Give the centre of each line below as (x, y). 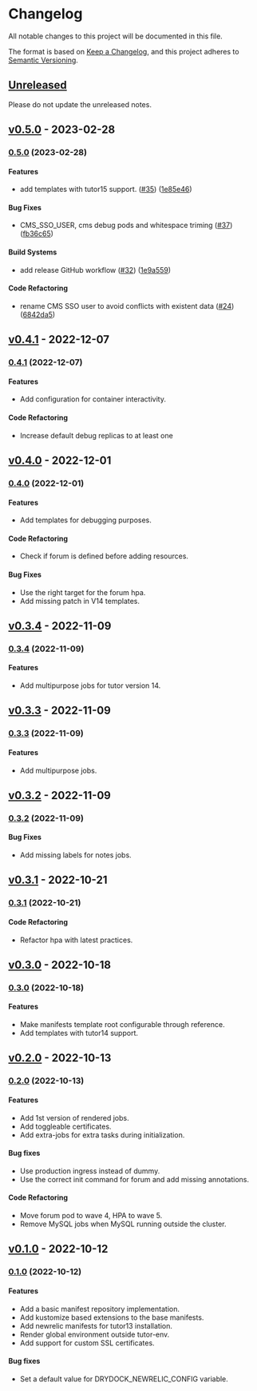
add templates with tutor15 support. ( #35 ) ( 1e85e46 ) (106, 190)
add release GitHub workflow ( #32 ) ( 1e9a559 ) (95, 270)
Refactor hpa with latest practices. (76, 940)
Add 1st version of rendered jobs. (74, 1117)
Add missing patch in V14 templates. (80, 601)
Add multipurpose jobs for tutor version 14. (90, 686)
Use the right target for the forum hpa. (83, 592)
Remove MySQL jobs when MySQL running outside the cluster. (123, 1224)
